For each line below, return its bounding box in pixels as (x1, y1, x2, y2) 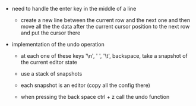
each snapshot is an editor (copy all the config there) (20, 82, 150, 89)
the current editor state (20, 59, 77, 66)
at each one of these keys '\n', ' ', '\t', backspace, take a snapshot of (20, 52, 188, 59)
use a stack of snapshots (20, 70, 83, 77)
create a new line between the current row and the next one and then (20, 17, 191, 23)
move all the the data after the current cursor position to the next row (20, 23, 190, 30)
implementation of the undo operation (11, 41, 105, 48)
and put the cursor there (20, 29, 81, 36)
